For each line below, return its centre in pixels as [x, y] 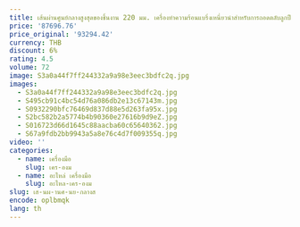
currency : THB [36, 42]
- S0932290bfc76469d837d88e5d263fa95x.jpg [97, 109]
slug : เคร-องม [49, 167]
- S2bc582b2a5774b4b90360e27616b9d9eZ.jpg [97, 117]
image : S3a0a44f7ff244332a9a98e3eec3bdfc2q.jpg [100, 76]
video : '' [28, 142]
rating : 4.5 [31, 59]
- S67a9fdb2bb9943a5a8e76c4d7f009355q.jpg [97, 134]
